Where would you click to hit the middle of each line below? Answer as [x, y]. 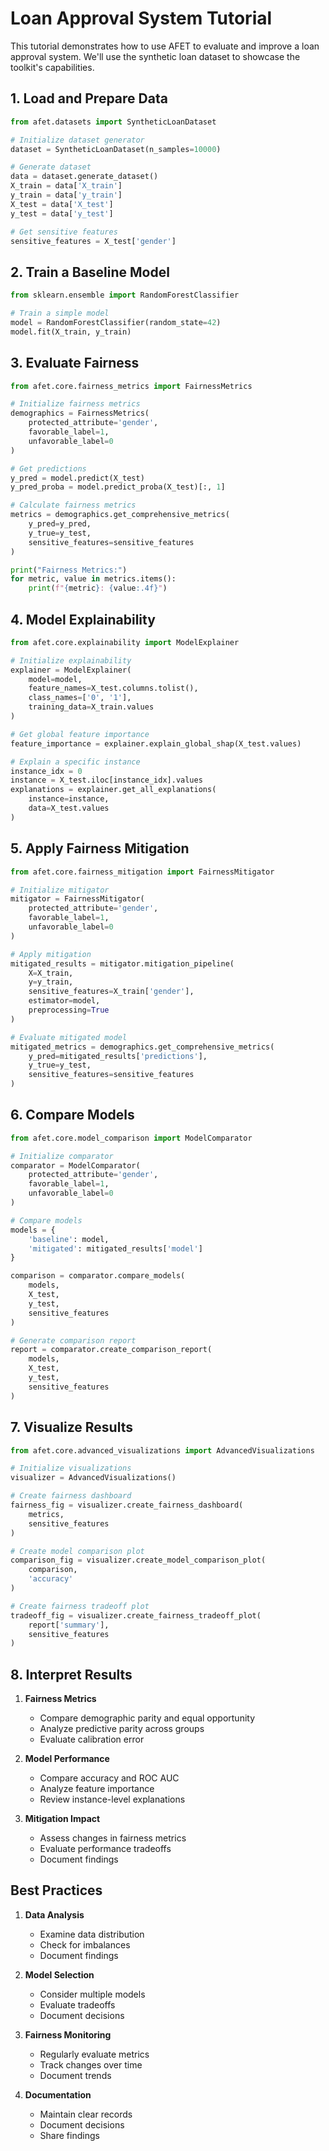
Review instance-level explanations [112, 1799]
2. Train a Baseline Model [90, 272]
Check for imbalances [85, 1944]
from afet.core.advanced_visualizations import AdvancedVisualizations [162, 1450]
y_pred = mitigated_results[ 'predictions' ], [118, 1056]
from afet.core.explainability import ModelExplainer [125, 642]
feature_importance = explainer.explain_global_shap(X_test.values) [156, 743]
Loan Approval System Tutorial [141, 18]
